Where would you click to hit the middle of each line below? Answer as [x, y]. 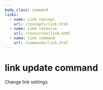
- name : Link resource [33, 29]
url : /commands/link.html [41, 43]
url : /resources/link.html [42, 33]
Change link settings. [27, 82]
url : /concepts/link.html [41, 24]
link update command [52, 67]
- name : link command [32, 38]
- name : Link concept [32, 19]
